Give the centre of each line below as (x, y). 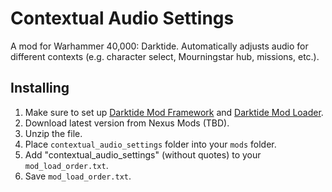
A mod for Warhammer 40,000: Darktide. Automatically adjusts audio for (159, 46)
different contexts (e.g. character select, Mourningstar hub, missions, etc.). (165, 56)
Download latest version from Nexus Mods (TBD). (127, 123)
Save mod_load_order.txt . (78, 176)
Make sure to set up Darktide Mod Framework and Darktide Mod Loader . (174, 112)
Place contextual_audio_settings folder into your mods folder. (150, 144)
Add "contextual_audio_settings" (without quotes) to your (143, 154)
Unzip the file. (53, 133)
